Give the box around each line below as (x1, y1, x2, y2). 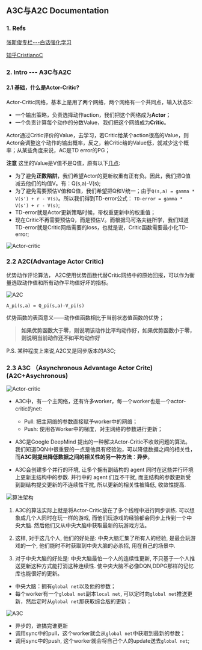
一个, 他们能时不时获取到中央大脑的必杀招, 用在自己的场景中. (25, 542, 176, 549)
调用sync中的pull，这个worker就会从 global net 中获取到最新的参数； (14, 630, 186, 637)
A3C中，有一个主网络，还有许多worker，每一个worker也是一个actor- (14, 398, 186, 405)
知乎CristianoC (6, 51, 43, 58)
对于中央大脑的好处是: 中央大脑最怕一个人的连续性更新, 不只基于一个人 (14, 555, 190, 562)
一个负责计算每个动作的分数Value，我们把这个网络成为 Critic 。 (14, 119, 170, 126)
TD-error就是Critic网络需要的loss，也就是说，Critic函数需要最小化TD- (14, 223, 188, 231)
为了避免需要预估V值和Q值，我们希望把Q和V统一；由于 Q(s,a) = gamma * (14, 187, 195, 194)
